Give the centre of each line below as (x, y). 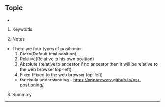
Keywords (22, 29)
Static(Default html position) (48, 53)
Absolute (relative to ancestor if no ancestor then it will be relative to (89, 64)
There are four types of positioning (47, 48)
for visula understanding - (46, 80)
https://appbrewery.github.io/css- (107, 80)
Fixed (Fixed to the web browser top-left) (61, 74)
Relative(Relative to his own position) (57, 59)
